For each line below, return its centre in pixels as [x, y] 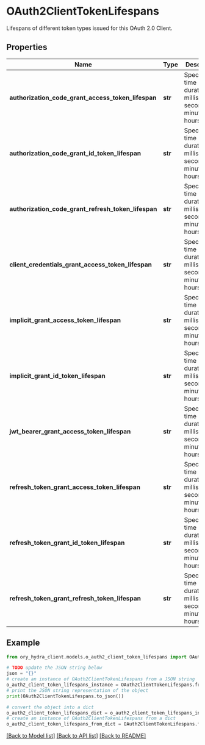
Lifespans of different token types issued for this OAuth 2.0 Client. [89, 28]
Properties [27, 47]
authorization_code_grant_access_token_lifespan [83, 98]
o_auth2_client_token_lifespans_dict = [57, 713]
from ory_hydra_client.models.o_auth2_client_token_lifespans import [97, 657]
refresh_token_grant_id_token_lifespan [67, 543]
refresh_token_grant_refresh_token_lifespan [75, 598]
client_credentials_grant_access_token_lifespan [81, 265]
